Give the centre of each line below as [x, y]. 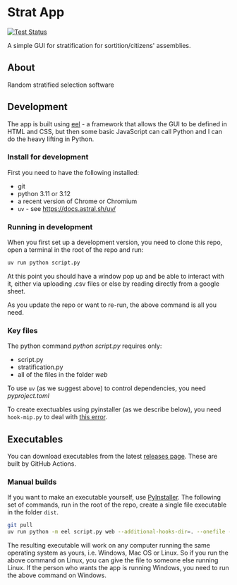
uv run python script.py [44, 263]
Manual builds [32, 482]
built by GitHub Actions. [42, 464]
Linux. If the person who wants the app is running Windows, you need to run [118, 568]
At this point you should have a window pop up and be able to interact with [116, 277]
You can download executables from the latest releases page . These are [113, 457]
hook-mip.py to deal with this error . [57, 417]
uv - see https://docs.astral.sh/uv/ [67, 208]
